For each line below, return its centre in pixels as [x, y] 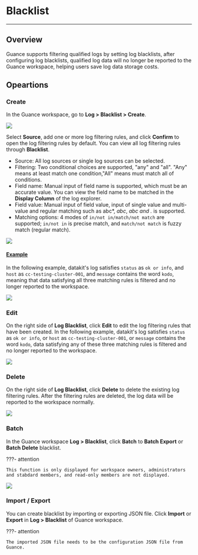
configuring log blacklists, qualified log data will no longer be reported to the [99, 60]
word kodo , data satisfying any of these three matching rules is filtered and [96, 344]
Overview [24, 40]
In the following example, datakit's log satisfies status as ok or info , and [95, 267]
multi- [180, 205]
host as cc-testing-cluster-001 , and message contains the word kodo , [90, 274]
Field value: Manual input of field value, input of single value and [93, 205]
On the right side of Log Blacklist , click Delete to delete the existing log [93, 389]
